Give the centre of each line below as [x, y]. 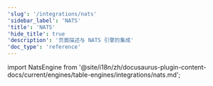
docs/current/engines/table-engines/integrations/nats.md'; [94, 75]
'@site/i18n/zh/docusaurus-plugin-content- [142, 67]
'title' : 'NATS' [31, 27]
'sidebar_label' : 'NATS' [44, 21]
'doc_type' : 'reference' [44, 47]
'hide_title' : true [36, 34]
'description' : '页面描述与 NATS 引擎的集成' [71, 41]
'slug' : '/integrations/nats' [52, 14]
